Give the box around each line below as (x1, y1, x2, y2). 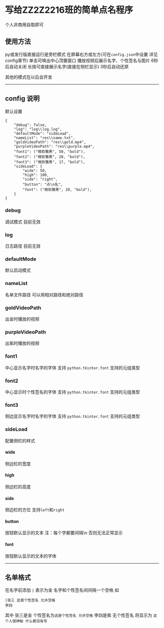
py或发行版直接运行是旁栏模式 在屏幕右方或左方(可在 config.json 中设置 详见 (5, 51, 158, 57)
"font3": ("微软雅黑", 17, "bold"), (14, 159, 85, 164)
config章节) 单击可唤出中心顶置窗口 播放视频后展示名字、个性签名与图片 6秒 (5, 57, 159, 63)
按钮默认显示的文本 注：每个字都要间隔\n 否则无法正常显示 (5, 530, 123, 536)
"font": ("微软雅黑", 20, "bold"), (22, 187, 92, 192)
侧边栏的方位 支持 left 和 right (5, 507, 65, 513)
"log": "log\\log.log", (14, 127, 62, 131)
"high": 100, (22, 172, 49, 177)
